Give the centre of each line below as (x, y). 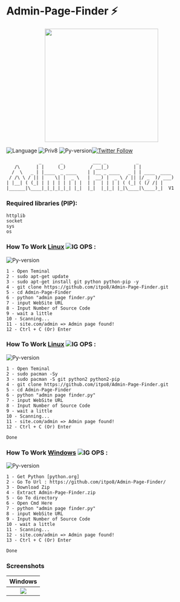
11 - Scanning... (28, 530)
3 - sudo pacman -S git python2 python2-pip (63, 379)
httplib (16, 216)
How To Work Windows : (57, 452)
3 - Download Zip (28, 487)
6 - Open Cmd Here (29, 503)
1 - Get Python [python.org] (43, 477)
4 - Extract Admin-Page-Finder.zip (51, 493)
